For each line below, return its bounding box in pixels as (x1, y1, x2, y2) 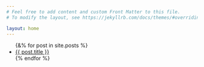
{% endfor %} (15, 55, 50, 62)
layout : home (6, 25, 39, 31)
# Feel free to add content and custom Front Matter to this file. (6, 8, 181, 15)
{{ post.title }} (15, 48, 50, 56)
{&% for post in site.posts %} (15, 42, 88, 49)
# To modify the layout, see (6, 14, 80, 21)
